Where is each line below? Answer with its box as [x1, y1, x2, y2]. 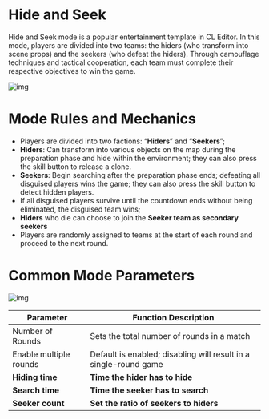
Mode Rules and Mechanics [8, 110, 196, 128]
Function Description [132, 312, 215, 323]
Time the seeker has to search [90, 385, 209, 396]
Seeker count [12, 397, 65, 409]
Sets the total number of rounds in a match [90, 330, 251, 341]
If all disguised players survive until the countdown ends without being [19, 195, 253, 205]
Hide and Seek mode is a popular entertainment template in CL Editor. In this [8, 32, 260, 42]
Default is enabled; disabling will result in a [90, 348, 251, 360]
